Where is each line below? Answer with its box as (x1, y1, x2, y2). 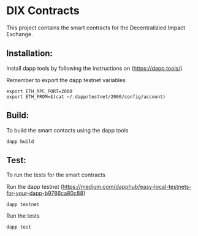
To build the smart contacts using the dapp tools (6, 126, 129, 134)
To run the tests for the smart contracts (6, 171, 105, 178)
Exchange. (6, 30, 33, 37)
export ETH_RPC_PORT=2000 (6, 88, 72, 94)
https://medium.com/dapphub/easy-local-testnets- (62, 183, 192, 191)
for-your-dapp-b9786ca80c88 (6, 189, 84, 197)
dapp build (6, 139, 34, 145)
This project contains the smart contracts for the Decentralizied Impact (6, 24, 186, 31)
